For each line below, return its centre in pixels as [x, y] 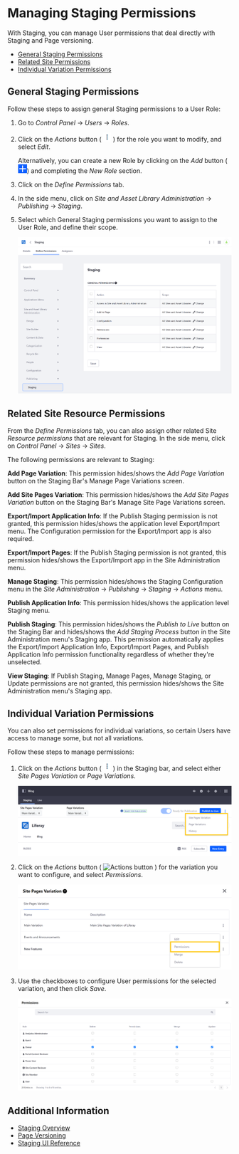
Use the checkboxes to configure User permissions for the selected [117, 981]
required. [21, 539]
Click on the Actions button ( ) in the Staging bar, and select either [119, 768]
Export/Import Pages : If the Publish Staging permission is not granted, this [117, 552]
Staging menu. [29, 611]
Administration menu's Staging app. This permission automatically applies [116, 639]
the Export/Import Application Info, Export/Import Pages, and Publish [108, 647]
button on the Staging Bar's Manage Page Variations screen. [96, 481]
